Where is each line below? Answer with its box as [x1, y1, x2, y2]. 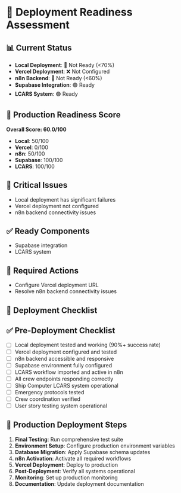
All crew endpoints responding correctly [14, 375, 114, 382]
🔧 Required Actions [6, 266, 79, 276]
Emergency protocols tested [14, 388, 85, 395]
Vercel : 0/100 [14, 144, 49, 151]
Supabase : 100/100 [14, 156, 63, 163]
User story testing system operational [14, 402, 107, 409]
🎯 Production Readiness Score [6, 110, 121, 120]
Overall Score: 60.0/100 [6, 126, 67, 133]
